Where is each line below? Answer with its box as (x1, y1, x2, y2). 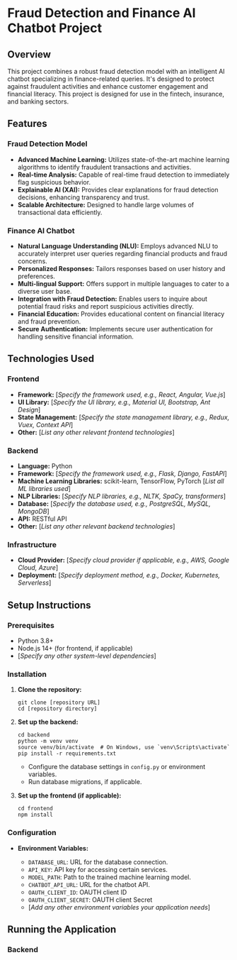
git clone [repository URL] (17, 699, 100, 707)
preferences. (17, 272, 55, 280)
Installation (7, 669, 47, 679)
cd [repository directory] (17, 705, 98, 712)
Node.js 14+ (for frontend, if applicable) (17, 644, 133, 652)
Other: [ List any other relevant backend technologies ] (17, 522, 175, 530)
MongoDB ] (17, 507, 50, 515)
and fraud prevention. (17, 317, 81, 326)
